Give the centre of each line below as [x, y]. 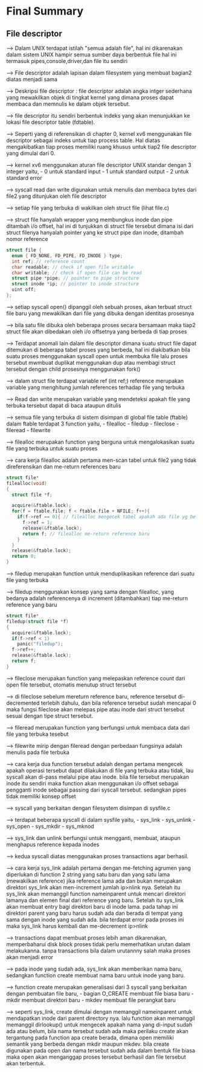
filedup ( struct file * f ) [37, 621]
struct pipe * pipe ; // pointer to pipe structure [75, 278]
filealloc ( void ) [27, 483]
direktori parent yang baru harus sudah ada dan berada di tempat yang [95, 913]
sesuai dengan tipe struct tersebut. [50, 716]
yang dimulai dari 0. [31, 153]
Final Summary [45, 11]
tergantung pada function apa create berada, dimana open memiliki [90, 1037]
